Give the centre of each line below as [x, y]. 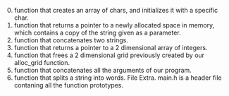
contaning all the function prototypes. [68, 85]
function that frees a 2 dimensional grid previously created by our [109, 55]
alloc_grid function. [42, 62]
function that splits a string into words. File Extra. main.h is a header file [118, 78]
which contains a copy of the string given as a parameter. [97, 32]
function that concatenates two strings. [71, 40]
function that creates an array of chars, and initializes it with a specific [116, 10]
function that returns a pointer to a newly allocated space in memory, [114, 25]
